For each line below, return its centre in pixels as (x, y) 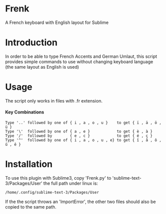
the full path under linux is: (71, 183)
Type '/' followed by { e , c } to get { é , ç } (79, 136)
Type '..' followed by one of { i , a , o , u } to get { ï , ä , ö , (83, 123)
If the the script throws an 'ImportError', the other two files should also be (81, 202)
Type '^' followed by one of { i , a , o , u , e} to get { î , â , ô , (83, 140)
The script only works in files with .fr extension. (54, 101)
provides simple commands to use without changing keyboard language (79, 61)
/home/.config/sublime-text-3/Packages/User (52, 192)
